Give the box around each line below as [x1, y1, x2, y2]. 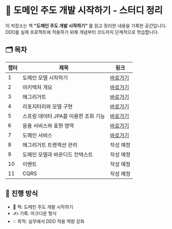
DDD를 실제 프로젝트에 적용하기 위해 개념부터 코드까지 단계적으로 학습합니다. [5, 29, 159, 35]
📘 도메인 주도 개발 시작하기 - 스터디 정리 [5, 5, 163, 16]
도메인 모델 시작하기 [22, 74, 68, 81]
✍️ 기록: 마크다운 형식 [12, 210, 57, 216]
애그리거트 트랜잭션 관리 [22, 141, 78, 149]
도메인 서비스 [22, 132, 53, 139]
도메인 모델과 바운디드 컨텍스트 [22, 151, 93, 158]
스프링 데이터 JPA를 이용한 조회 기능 [22, 112, 105, 119]
